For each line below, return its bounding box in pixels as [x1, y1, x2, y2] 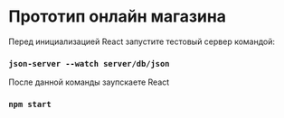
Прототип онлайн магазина [8, 6, 227, 27]
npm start [8, 99, 52, 110]
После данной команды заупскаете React [8, 77, 170, 87]
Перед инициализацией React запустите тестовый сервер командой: [8, 36, 276, 47]
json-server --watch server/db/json [8, 59, 170, 68]
